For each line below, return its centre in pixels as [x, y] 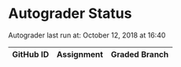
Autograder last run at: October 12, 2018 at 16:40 [87, 35]
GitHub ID [31, 54]
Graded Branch [140, 54]
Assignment [80, 54]
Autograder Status [70, 14]
